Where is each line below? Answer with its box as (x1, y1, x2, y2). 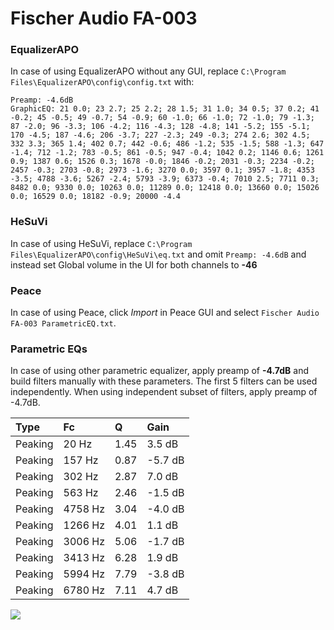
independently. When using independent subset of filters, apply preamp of (10, 386, 318, 398)
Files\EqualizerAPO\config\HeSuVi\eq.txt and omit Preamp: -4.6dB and (10, 248, 307, 260)
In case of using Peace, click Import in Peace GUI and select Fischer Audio (10, 307, 320, 319)
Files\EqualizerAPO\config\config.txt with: (10, 76, 195, 88)
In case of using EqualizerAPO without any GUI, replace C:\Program (10, 65, 287, 77)
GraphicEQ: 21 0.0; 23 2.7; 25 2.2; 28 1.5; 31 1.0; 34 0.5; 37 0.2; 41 (10, 104, 320, 114)
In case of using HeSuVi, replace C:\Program (10, 237, 193, 249)
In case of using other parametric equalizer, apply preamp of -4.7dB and (10, 365, 309, 377)
